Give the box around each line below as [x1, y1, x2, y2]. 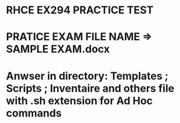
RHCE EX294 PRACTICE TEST [6, 3, 154, 17]
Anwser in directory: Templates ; [6, 69, 168, 82]
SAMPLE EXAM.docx [6, 43, 110, 56]
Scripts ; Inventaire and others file [6, 82, 175, 95]
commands [6, 106, 62, 120]
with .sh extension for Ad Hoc [6, 94, 153, 107]
